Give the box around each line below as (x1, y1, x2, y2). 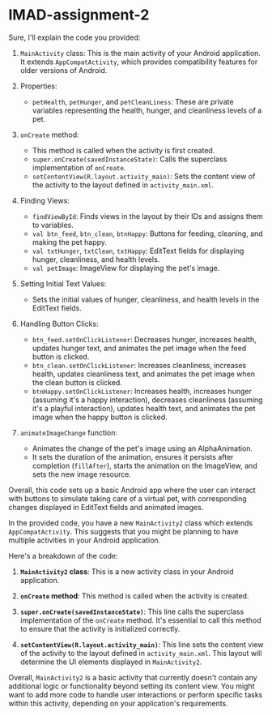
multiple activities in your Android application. (8, 535, 161, 545)
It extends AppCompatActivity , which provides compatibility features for (19, 57, 258, 66)
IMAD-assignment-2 (8, 6, 150, 24)
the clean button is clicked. (32, 377, 123, 387)
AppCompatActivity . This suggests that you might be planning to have (8, 526, 239, 536)
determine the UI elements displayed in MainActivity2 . (19, 657, 202, 667)
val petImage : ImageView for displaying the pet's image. (32, 263, 220, 272)
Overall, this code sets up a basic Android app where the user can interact (8, 485, 257, 495)
